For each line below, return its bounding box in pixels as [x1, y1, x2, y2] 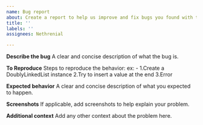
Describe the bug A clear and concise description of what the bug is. [6, 53, 179, 60]
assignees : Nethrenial [6, 31, 63, 37]
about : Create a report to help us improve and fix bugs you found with [6, 14, 193, 20]
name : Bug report [6, 8, 50, 15]
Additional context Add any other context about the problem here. [6, 112, 172, 120]
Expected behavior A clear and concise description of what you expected [6, 82, 191, 90]
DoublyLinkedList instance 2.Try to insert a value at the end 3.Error [6, 71, 173, 78]
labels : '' [6, 25, 34, 32]
